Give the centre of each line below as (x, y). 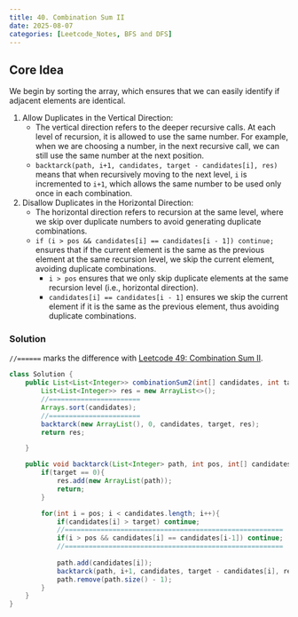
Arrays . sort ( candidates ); (89, 407)
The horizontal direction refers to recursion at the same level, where (159, 212)
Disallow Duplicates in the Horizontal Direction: (108, 203)
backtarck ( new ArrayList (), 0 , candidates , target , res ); (150, 424)
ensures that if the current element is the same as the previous (149, 250)
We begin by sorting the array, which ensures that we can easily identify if (145, 91)
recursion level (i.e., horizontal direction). (124, 288)
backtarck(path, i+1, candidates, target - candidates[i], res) (157, 166)
